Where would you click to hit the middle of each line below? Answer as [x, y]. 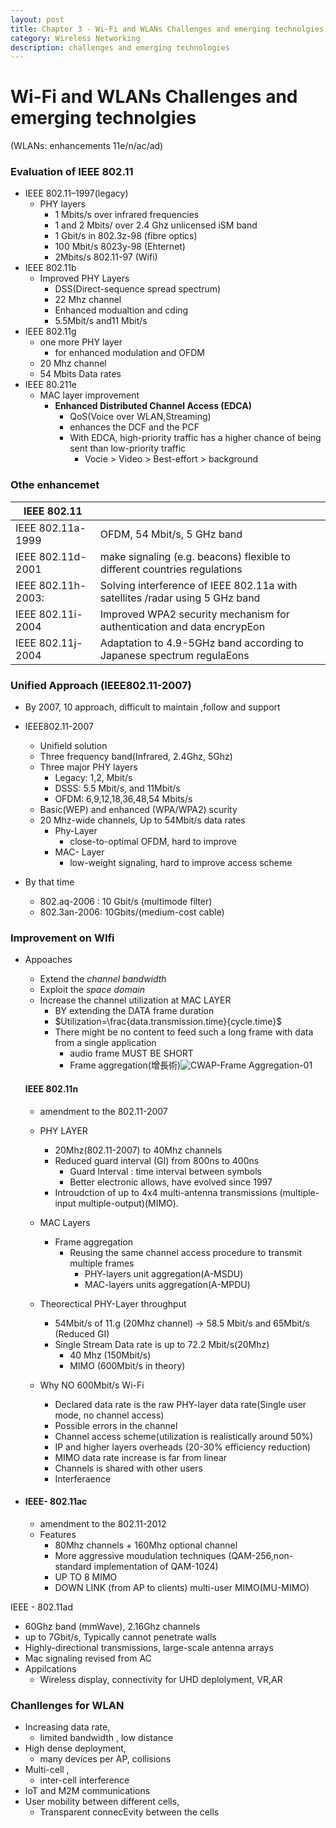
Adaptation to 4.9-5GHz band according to [201, 643]
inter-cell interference [84, 1780]
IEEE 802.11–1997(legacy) [76, 193]
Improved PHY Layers [84, 278]
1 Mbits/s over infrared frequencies [127, 215]
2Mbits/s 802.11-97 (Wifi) [106, 257]
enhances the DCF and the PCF [134, 427]
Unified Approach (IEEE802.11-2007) [101, 685]
